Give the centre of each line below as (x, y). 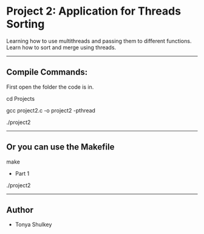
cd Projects (21, 98)
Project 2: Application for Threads (93, 11)
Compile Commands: (47, 72)
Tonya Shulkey (33, 225)
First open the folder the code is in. (50, 87)
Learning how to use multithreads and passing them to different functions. (99, 41)
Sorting (25, 24)
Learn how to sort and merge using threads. (61, 47)
